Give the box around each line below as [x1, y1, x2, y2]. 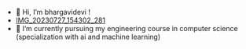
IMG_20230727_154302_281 [15, 16, 106, 25]
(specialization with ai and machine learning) [15, 32, 161, 41]
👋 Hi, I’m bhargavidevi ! [15, 8, 90, 16]
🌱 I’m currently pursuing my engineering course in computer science [15, 24, 238, 33]
